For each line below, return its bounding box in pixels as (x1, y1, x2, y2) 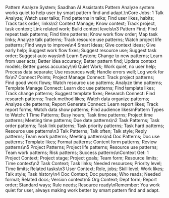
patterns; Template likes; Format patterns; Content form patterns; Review (5, 139, 157, 145)
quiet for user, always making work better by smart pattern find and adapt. (5, 187, 160, 193)
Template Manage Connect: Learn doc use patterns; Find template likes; (5, 85, 155, 91)
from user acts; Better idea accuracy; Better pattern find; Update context (5, 58, 156, 64)
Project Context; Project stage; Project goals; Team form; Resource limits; (5, 155, 158, 161)
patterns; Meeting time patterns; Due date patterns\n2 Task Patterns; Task (5, 117, 160, 123)
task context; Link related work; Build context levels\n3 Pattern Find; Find (5, 26, 157, 32)
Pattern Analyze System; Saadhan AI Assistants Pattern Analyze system (5, 5, 155, 10)
